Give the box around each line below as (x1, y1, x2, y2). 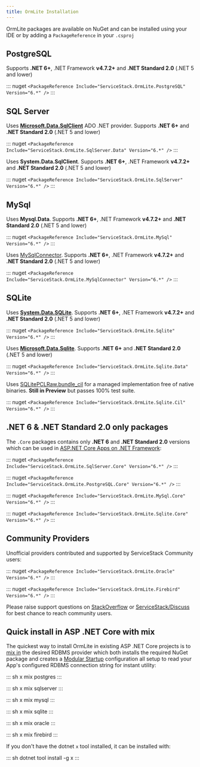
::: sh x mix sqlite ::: (6, 708, 54, 715)
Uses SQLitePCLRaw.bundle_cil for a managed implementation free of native (6, 380, 194, 387)
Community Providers (6, 533, 90, 544)
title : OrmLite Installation (6, 8, 79, 15)
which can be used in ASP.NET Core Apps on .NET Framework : (6, 444, 162, 451)
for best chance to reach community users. (6, 609, 112, 616)
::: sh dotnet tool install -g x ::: (6, 754, 79, 762)
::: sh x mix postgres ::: (6, 673, 62, 680)
